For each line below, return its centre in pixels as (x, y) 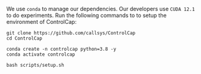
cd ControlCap (25, 39)
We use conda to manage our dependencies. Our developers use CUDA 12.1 (100, 9)
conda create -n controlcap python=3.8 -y (61, 49)
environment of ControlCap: (41, 22)
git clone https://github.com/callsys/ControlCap (71, 33)
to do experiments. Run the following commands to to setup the (86, 15)
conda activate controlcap (41, 54)
